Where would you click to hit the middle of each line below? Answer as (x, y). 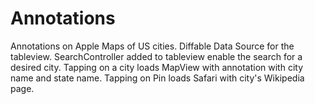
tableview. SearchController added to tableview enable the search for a (156, 56)
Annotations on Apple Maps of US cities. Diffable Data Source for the (152, 46)
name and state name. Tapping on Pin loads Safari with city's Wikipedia (157, 78)
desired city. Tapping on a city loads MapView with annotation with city (157, 67)
